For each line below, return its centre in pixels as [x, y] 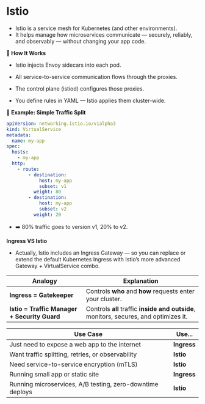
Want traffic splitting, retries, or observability [73, 354]
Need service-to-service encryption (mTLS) [74, 364]
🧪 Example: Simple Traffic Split [46, 112]
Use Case [88, 334]
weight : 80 [47, 192]
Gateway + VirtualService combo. [57, 266]
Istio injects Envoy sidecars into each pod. [68, 65]
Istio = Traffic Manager [43, 309]
